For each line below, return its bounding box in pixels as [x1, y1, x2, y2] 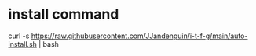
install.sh [8, 39, 38, 48]
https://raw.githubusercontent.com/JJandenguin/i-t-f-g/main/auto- [31, 31, 248, 40]
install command [8, 5, 119, 23]
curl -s [8, 31, 30, 40]
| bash [38, 39, 59, 48]
